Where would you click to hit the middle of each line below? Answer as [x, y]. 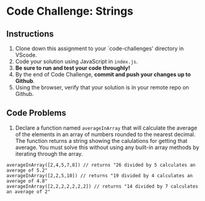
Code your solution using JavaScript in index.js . [76, 61]
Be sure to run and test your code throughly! [73, 68]
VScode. [26, 55]
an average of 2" [28, 192]
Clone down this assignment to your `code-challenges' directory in [99, 48]
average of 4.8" [27, 181]
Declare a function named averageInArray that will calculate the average [106, 128]
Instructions [30, 34]
